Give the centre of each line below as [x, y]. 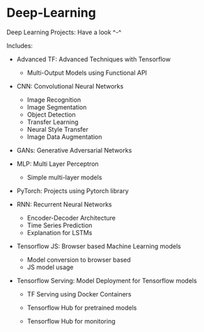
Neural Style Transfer [57, 129]
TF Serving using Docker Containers [79, 294]
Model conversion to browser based [79, 259]
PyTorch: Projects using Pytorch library [73, 190]
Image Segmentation [57, 107]
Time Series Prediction [60, 225]
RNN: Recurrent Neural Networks [64, 204]
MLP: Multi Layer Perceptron [57, 164]
